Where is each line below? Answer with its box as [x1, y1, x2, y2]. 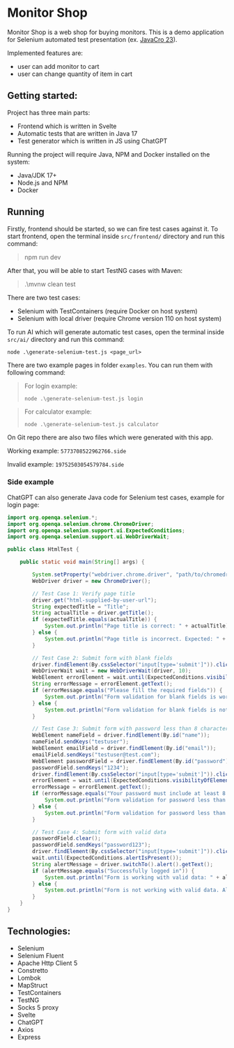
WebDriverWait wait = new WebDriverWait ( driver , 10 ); [32, 667, 192, 675]
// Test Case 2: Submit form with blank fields [32, 655, 173, 662]
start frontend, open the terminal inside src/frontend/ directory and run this [7, 232, 225, 240]
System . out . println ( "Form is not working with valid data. [44, 886, 219, 894]
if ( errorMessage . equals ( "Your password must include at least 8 [32, 790, 226, 797]
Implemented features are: [7, 49, 84, 57]
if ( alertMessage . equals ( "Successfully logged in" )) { [32, 867, 195, 875]
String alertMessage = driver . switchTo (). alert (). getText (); [32, 861, 214, 868]
